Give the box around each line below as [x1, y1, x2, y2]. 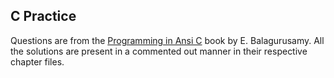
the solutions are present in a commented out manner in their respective [10, 45, 308, 57]
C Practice [10, 8, 77, 25]
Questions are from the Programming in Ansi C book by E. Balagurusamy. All [10, 34, 325, 46]
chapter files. [10, 55, 65, 68]
